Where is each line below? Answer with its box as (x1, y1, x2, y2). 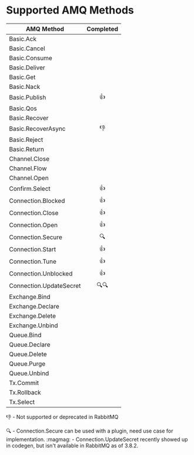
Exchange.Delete (9, 311, 56, 320)
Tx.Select (9, 398, 35, 406)
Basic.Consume (9, 54, 53, 62)
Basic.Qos (9, 104, 37, 112)
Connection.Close (9, 209, 59, 217)
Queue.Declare (9, 340, 51, 348)
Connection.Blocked (9, 197, 65, 205)
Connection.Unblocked (9, 270, 73, 278)
